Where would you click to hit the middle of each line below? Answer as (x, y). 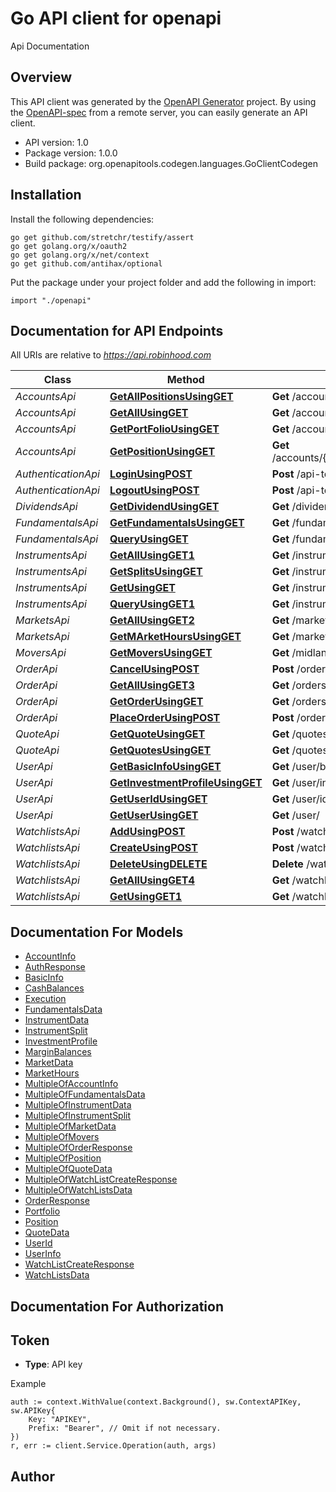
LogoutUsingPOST (154, 490)
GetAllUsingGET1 (152, 555)
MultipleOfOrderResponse (78, 1148)
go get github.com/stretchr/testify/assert (102, 237)
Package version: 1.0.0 (71, 153)
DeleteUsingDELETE (158, 864)
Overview (41, 77)
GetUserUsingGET (154, 815)
